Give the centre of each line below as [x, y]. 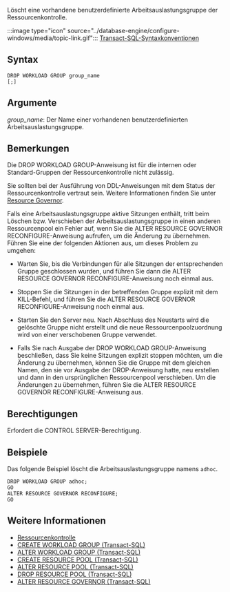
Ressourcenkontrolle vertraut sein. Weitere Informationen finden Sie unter [112, 193]
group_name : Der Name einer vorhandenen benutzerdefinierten [97, 120]
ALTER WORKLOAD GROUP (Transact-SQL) [79, 552]
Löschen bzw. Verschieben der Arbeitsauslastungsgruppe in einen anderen [114, 221]
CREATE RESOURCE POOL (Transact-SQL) [78, 560]
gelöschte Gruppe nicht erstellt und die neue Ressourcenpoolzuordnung [119, 327]
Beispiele [28, 452]
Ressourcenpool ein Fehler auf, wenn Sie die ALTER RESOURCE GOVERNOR [115, 229]
